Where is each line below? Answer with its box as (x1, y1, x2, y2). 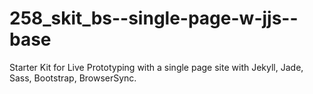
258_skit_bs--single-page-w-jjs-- (9, 7, 299, 30)
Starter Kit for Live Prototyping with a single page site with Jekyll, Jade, (9, 61, 304, 73)
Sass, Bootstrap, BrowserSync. (9, 72, 137, 84)
